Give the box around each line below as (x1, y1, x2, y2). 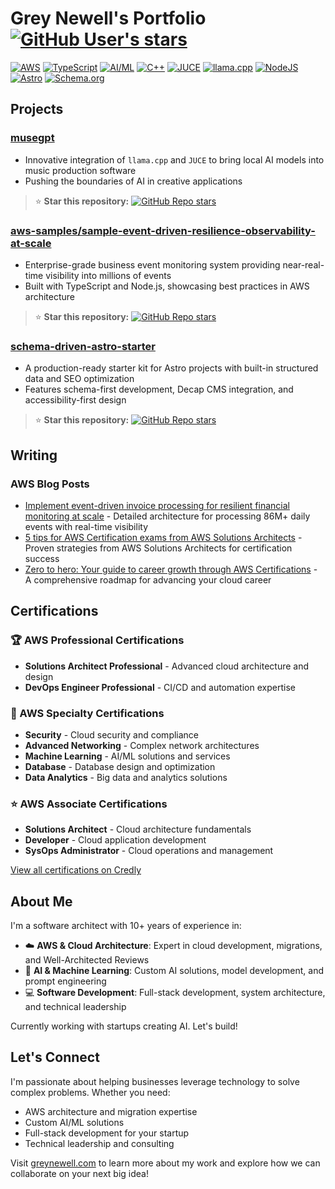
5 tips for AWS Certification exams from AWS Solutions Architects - (24, 531, 303, 543)
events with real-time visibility (24, 520, 148, 532)
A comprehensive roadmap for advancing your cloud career (24, 573, 272, 586)
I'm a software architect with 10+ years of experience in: (10, 920, 242, 931)
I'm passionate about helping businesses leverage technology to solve (10, 1075, 300, 1087)
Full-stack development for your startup (24, 1127, 190, 1139)
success (24, 552, 60, 564)
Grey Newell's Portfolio (10, 7, 207, 30)
